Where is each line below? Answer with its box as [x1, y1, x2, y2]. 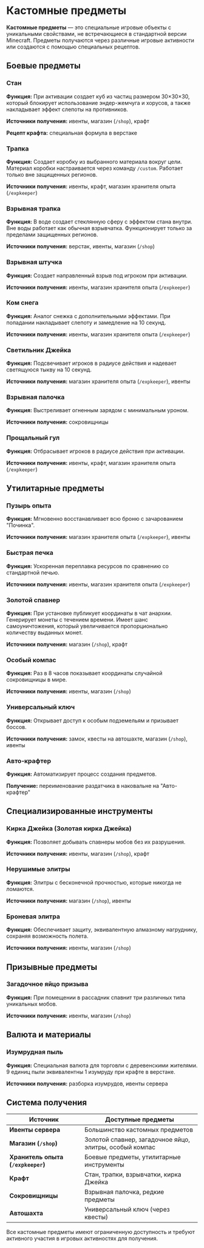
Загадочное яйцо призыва [6, 980, 89, 988]
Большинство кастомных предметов [84, 1125, 193, 1134]
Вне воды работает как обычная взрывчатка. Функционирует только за [6, 225, 192, 232]
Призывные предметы [6, 961, 98, 972]
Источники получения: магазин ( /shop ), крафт [6, 640, 128, 648]
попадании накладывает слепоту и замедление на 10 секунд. [6, 319, 166, 326]
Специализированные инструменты [6, 806, 153, 816]
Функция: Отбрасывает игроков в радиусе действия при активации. [6, 447, 185, 455]
